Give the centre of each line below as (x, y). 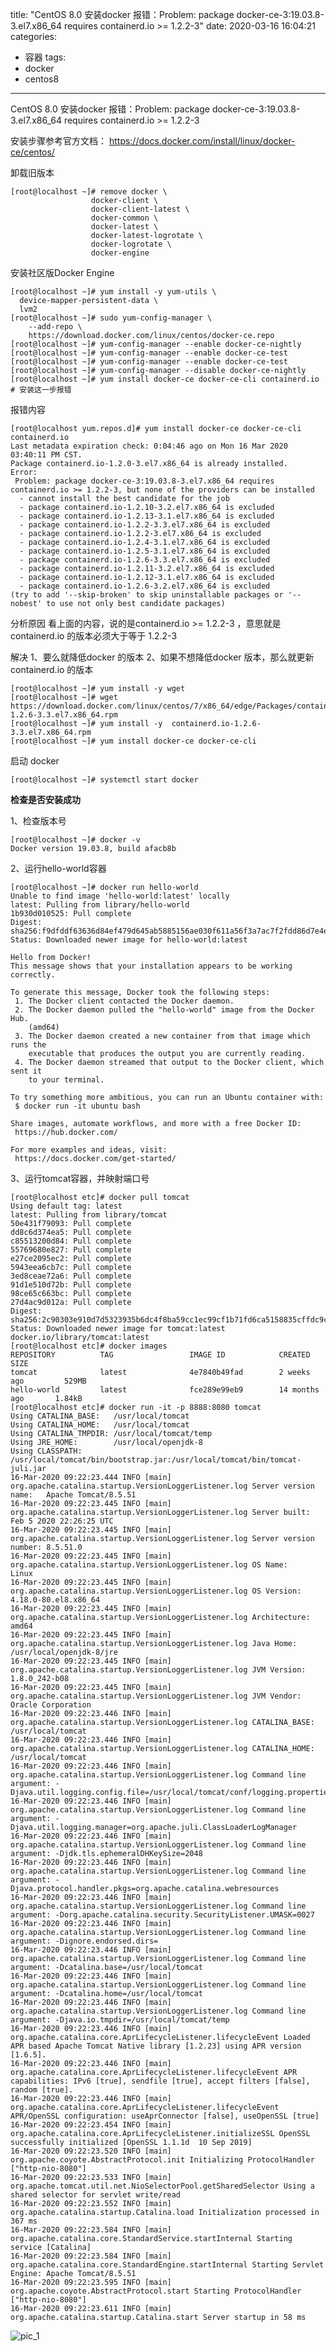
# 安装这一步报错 (41, 390)
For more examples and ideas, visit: (89, 1150)
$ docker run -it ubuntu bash (77, 1106)
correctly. (33, 975)
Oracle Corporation (51, 1705)
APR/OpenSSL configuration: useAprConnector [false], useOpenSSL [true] (165, 2116)
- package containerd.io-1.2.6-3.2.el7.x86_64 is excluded (145, 586)
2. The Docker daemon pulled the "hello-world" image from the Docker (164, 1010)
